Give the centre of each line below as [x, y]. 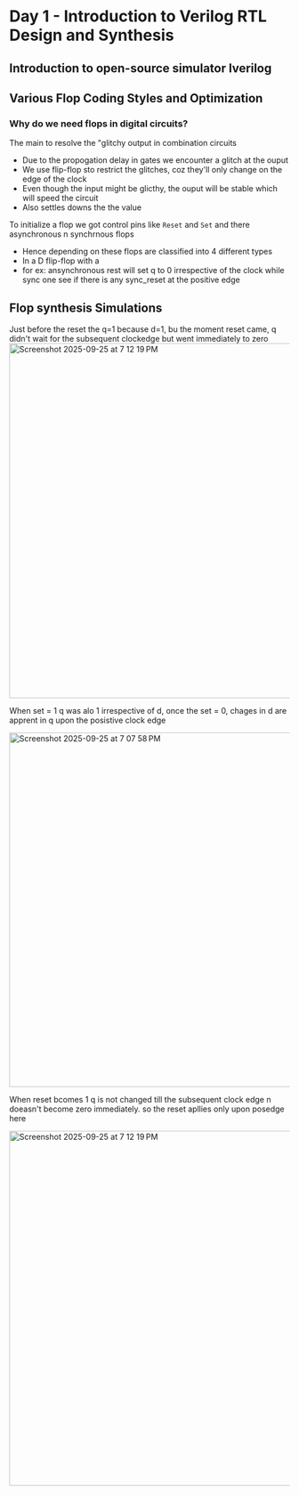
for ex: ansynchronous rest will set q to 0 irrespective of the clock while [153, 271]
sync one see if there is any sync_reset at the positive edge [131, 280]
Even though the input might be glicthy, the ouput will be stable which [150, 189]
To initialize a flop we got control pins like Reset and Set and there [130, 225]
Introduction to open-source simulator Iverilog [141, 68]
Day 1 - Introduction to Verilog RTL [138, 16]
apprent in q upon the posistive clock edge [88, 720]
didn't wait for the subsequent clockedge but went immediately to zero [139, 339]
